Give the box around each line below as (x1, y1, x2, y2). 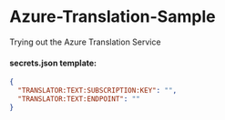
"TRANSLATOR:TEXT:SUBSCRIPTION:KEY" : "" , (17, 86, 178, 95)
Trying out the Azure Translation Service (9, 36, 161, 47)
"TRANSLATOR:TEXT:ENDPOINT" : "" (17, 94, 141, 104)
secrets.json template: (9, 57, 97, 68)
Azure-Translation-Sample (9, 6, 216, 27)
